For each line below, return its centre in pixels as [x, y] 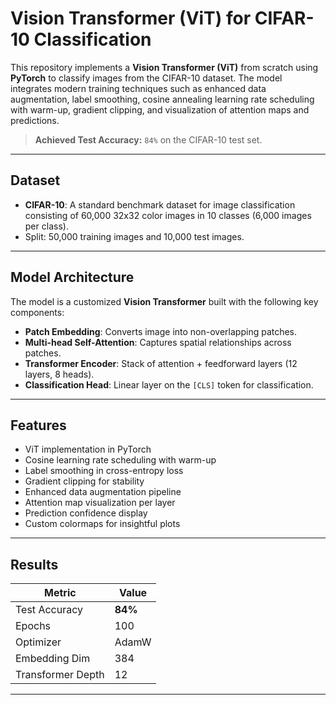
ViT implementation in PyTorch [88, 449]
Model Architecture [72, 277]
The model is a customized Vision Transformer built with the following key [164, 301]
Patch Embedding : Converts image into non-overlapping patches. [161, 331]
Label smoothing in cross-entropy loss [104, 471]
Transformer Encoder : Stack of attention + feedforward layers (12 [161, 363]
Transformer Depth [60, 675]
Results [34, 564]
